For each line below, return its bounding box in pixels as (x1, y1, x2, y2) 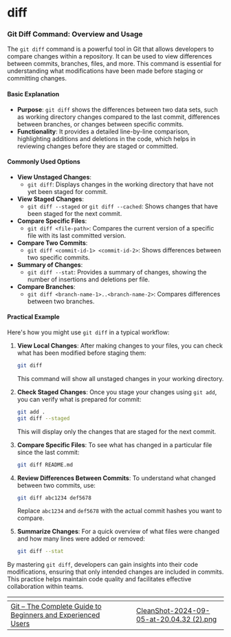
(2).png (192, 614, 217, 624)
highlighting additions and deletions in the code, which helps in (16, 134, 196, 142)
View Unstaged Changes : (16, 173, 91, 181)
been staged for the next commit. (27, 209, 122, 217)
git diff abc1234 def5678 (16, 494, 91, 501)
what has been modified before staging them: (16, 349, 146, 357)
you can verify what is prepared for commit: (16, 395, 142, 403)
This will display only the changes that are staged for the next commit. (16, 427, 217, 435)
